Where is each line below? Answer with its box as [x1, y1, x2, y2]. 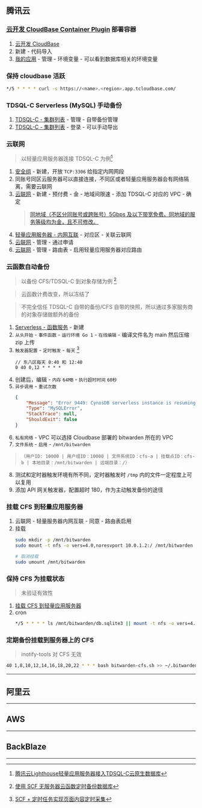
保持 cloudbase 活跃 [6, 72, 66, 80]
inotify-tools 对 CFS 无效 [20, 651, 82, 658]
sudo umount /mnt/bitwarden [14, 559, 85, 565]
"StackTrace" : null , [26, 411, 78, 417]
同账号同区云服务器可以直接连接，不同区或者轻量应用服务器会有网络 [14, 175, 184, 182]
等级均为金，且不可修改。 [35, 219, 99, 226]
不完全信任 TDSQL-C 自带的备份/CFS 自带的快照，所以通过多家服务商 [20, 303, 194, 311]
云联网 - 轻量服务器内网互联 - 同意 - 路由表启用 [14, 517, 132, 525]
